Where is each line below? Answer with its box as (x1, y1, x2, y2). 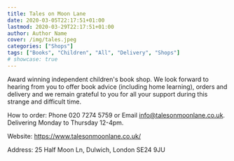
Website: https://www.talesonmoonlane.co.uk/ (7, 132, 142, 140)
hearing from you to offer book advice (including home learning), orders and (7, 82, 228, 91)
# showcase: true (7, 56, 58, 63)
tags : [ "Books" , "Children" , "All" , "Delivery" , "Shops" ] (7, 50, 180, 57)
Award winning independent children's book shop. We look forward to (7, 75, 209, 83)
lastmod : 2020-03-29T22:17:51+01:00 (7, 23, 114, 30)
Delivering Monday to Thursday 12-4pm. (7, 118, 124, 127)
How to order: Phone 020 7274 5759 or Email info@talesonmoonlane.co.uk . (7, 111, 226, 119)
